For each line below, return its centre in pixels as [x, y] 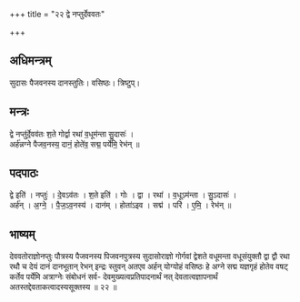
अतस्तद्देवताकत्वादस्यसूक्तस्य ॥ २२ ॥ [63, 287]
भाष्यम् [22, 234]
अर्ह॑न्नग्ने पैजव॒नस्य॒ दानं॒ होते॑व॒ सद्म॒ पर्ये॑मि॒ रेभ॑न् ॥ [75, 144]
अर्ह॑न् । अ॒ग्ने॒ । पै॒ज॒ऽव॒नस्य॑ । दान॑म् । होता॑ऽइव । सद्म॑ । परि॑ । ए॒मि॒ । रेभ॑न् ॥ [120, 206]
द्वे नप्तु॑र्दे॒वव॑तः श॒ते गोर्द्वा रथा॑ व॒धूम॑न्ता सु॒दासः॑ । [72, 134]
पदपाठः [24, 173]
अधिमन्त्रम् [30, 60]
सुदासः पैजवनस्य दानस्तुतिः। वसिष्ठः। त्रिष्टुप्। [75, 83]
